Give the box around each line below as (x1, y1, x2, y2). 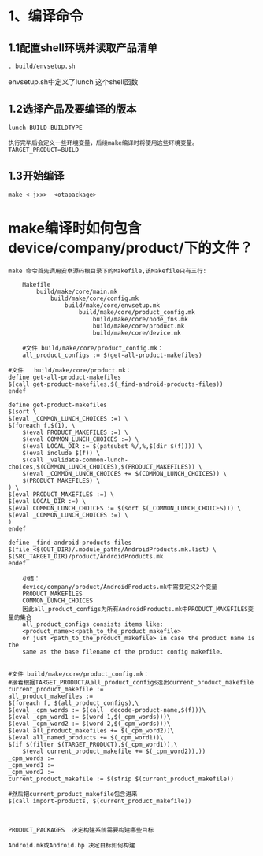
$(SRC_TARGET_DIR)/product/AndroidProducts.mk (8, 552, 164, 560)
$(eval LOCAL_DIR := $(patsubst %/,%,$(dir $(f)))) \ (22, 442, 202, 450)
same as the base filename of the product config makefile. (22, 647, 224, 656)
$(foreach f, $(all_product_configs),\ (8, 699, 139, 707)
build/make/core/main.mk (36, 287, 118, 295)
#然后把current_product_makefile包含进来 (8, 790, 138, 798)
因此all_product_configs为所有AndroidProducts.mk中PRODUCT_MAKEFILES (22, 605, 248, 613)
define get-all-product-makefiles (8, 373, 122, 381)
